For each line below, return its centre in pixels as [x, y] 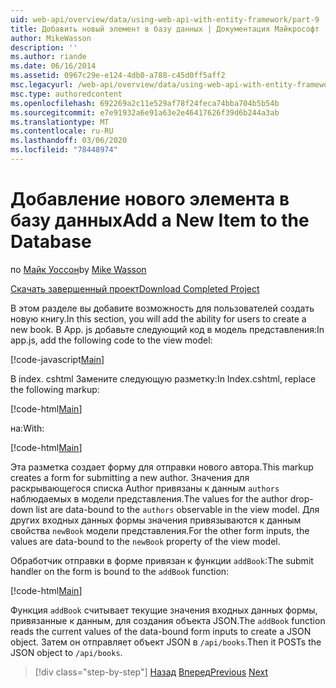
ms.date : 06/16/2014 [53, 66]
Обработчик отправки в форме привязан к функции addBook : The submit [162, 560]
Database [51, 242]
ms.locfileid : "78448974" [64, 150]
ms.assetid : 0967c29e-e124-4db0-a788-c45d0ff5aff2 [118, 76]
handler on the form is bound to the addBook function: [120, 571]
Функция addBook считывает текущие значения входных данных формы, [164, 610]
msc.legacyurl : [42, 85]
